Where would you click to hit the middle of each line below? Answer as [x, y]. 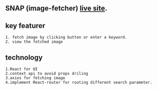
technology [24, 57]
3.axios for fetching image [35, 78]
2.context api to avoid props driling [47, 74]
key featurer [25, 26]
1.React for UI [22, 69]
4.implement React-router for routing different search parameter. [79, 83]
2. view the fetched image [34, 42]
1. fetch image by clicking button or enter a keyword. [66, 38]
